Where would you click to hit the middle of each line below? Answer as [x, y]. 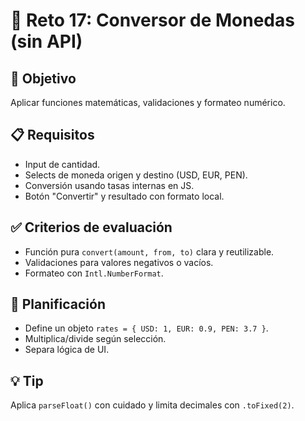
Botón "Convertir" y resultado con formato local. [124, 196]
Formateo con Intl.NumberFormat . [94, 273]
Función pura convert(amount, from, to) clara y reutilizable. [149, 251]
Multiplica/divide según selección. [95, 339]
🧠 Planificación [58, 304]
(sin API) [46, 41]
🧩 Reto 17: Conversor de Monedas [152, 20]
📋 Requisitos [52, 135]
